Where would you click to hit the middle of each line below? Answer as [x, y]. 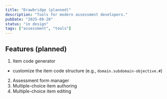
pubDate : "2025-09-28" [29, 19]
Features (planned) [36, 49]
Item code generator [34, 61]
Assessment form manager [41, 80]
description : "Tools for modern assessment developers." [67, 15]
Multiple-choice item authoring [45, 85]
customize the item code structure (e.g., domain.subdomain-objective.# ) [88, 70]
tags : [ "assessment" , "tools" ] [38, 29]
